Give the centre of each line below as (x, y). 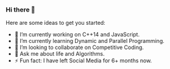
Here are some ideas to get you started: (56, 23)
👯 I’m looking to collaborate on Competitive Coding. (79, 47)
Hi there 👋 (21, 10)
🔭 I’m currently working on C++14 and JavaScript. (77, 34)
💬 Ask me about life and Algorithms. (59, 54)
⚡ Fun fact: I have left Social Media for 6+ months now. (83, 61)
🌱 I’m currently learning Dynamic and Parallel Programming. (90, 41)
